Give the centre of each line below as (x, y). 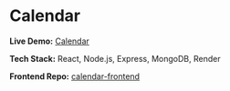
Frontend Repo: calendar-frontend (74, 76)
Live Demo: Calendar (49, 41)
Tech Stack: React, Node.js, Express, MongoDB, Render (115, 58)
